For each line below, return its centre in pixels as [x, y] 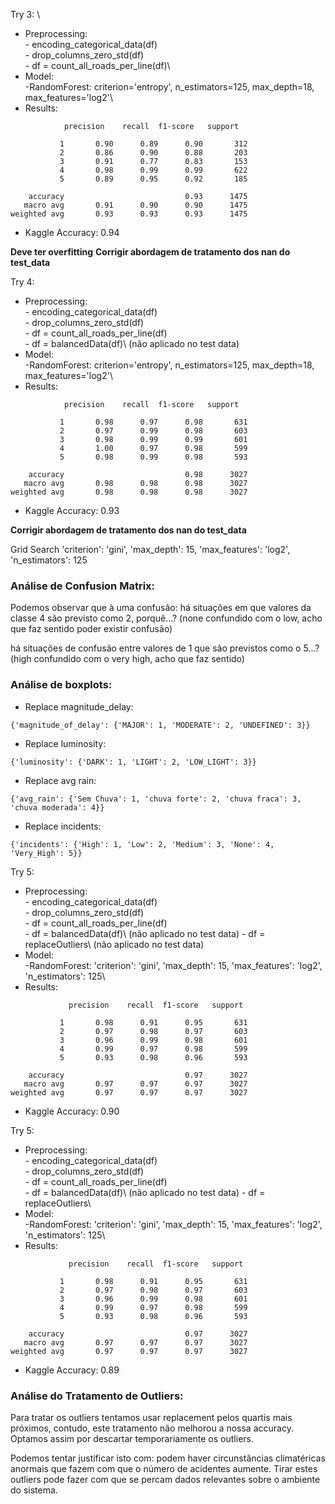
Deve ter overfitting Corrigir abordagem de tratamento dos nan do [150, 252]
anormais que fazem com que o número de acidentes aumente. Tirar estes [164, 1468]
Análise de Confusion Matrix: [83, 586]
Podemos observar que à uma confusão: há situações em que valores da [161, 608]
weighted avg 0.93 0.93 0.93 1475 [129, 214]
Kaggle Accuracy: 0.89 [72, 1370]
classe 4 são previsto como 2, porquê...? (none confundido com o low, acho [166, 618]
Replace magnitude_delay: [79, 706]
